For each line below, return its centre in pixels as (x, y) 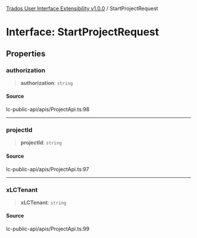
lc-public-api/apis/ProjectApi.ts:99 (48, 229)
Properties (26, 54)
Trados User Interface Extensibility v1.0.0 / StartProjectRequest (82, 8)
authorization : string (47, 83)
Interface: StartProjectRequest (83, 32)
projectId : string (41, 143)
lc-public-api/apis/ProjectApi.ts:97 (47, 169)
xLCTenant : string (43, 202)
